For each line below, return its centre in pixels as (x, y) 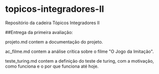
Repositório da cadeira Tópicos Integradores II (52, 23)
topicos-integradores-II (55, 9)
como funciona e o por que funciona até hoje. (52, 66)
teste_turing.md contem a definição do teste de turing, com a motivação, (79, 61)
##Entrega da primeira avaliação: (39, 32)
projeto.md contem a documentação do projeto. (54, 42)
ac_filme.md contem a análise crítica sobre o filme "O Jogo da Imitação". (79, 51)
